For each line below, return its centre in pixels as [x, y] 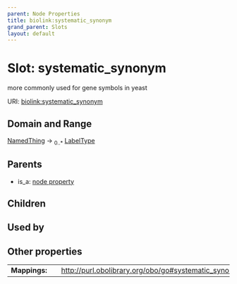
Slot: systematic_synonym [87, 68]
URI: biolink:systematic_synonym [55, 101]
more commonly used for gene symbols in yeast [78, 88]
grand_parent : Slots [38, 27]
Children [26, 204]
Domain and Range [50, 124]
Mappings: [29, 271]
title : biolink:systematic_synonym [60, 20]
